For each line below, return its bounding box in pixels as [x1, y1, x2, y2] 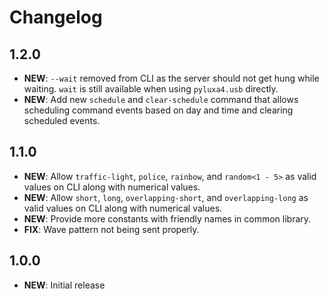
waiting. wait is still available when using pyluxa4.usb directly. [23, 83, 279, 95]
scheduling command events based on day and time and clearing [23, 104, 294, 116]
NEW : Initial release [23, 279, 106, 291]
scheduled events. [23, 115, 101, 126]
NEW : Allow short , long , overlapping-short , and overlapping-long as [23, 191, 309, 203]
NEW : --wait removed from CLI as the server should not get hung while [23, 72, 320, 84]
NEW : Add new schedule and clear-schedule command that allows [23, 94, 299, 105]
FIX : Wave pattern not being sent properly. [23, 223, 200, 235]
